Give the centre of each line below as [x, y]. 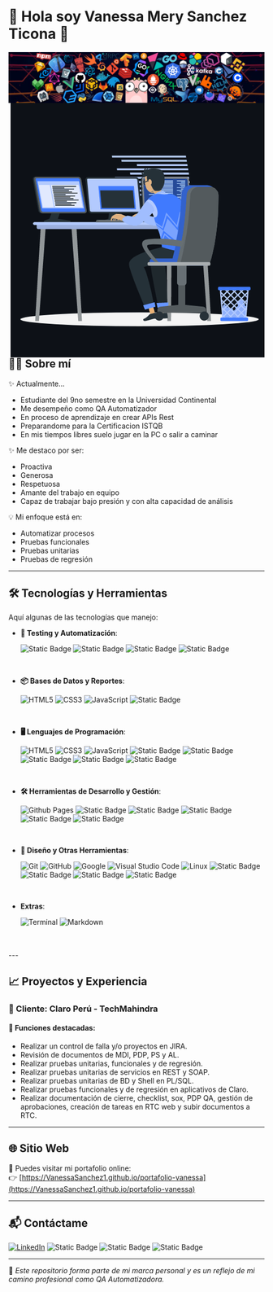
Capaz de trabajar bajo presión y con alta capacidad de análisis [126, 501]
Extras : [32, 906]
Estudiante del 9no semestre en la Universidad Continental [118, 400]
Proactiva [36, 466]
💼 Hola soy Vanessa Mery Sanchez [128, 17]
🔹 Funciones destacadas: [52, 1028]
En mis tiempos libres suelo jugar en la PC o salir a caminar [119, 434]
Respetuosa [40, 484]
